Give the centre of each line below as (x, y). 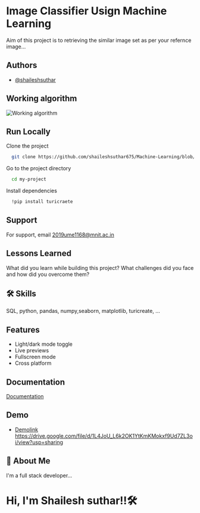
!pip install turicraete (42, 202)
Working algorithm (42, 99)
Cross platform (33, 363)
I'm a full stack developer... (39, 475)
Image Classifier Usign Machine (87, 11)
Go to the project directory (39, 168)
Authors (22, 65)
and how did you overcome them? (48, 274)
